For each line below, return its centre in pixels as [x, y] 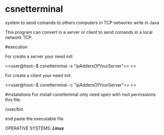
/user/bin [14, 109]
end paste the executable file [34, 118]
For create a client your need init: [38, 75]
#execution [16, 47]
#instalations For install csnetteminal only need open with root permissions [80, 94]
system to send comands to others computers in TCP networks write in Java [82, 23]
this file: [13, 100]
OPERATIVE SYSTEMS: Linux [35, 128]
